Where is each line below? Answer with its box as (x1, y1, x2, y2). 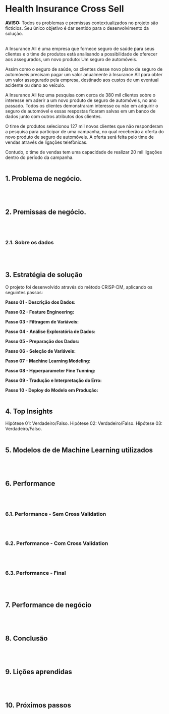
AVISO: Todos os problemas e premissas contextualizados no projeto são (5, 20, 158, 26)
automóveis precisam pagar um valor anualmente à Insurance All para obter (5, 71, 163, 77)
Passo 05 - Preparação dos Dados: (5, 338, 80, 344)
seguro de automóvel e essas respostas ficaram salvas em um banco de (5, 108, 156, 114)
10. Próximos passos (5, 701, 72, 709)
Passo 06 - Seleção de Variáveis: (5, 348, 76, 354)
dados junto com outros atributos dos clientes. (5, 113, 102, 119)
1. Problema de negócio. (5, 175, 82, 183)
